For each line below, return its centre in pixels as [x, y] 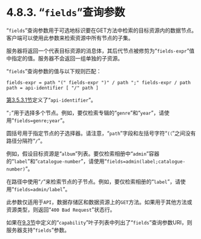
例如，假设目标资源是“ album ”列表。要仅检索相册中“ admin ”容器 [83, 153]
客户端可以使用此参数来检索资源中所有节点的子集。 [70, 38]
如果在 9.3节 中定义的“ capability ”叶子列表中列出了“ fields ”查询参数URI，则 [99, 222]
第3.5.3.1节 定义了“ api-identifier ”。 [51, 100]
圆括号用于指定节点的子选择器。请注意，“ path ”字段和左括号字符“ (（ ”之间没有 [101, 133]
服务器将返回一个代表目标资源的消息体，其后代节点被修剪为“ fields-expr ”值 [100, 51]
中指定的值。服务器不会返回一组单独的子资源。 [64, 58]
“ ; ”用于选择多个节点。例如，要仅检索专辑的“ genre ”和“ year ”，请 [85, 113]
